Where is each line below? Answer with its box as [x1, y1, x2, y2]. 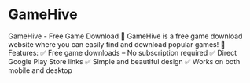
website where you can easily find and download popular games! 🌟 [8, 39, 226, 49]
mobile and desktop [8, 65, 72, 75]
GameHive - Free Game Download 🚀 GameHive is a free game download [8, 31, 243, 41]
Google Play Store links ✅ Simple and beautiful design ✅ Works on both [8, 56, 241, 66]
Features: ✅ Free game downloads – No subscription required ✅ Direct [8, 48, 237, 57]
